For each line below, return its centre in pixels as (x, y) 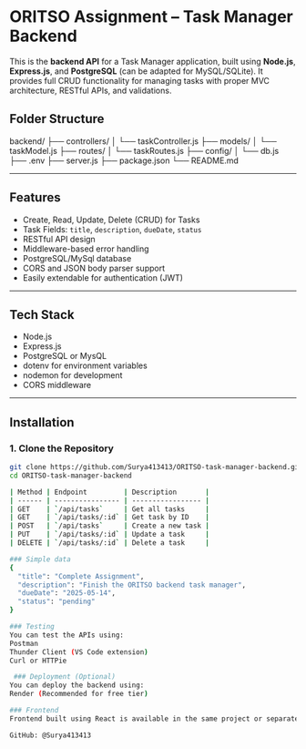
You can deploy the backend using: (77, 685)
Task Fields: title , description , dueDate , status (112, 229)
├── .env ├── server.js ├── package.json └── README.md (124, 160)
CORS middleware (57, 385)
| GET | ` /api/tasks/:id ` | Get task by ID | (109, 518)
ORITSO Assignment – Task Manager (151, 17)
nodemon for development (72, 375)
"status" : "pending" (56, 602)
